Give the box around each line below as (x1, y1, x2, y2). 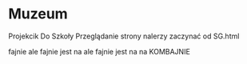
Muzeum (8, 5, 68, 23)
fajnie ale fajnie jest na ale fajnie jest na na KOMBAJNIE (8, 46, 190, 56)
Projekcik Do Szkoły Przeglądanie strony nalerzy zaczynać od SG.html (8, 31, 240, 41)
